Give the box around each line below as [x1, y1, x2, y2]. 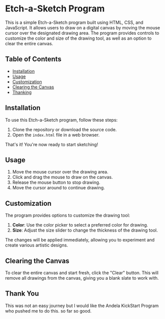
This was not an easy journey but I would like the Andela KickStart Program [5, 303, 159, 309]
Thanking [12, 89, 32, 95]
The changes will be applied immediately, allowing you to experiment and [5, 237, 155, 243]
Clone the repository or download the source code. [12, 126, 117, 132]
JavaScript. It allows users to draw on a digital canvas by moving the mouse [5, 24, 160, 30]
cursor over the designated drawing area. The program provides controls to [5, 30, 160, 36]
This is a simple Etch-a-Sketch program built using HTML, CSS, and [5, 19, 144, 25]
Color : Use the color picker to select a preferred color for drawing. [12, 222, 149, 228]
